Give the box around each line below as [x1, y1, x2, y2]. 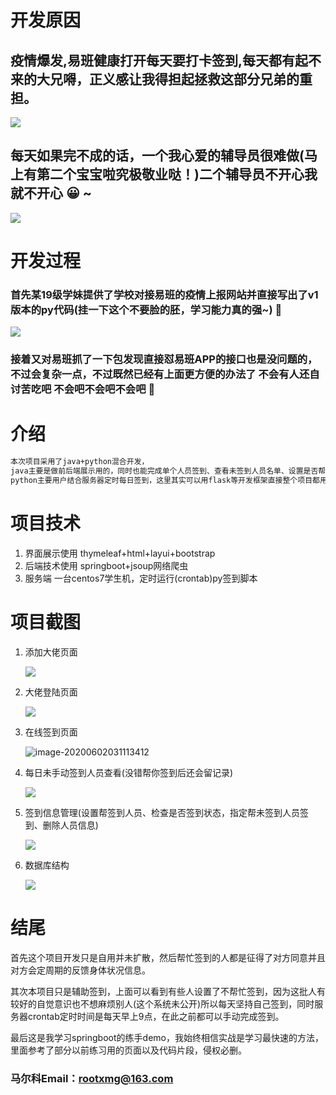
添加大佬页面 [24, 646, 78, 658]
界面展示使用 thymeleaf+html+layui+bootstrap [24, 547, 216, 559]
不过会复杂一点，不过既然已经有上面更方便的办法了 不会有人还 [10, 367, 310, 381]
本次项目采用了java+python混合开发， [10, 457, 150, 467]
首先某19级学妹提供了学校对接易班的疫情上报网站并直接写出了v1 [10, 287, 319, 301]
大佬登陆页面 [24, 686, 78, 698]
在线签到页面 [24, 726, 78, 738]
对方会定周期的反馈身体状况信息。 [10, 964, 151, 976]
